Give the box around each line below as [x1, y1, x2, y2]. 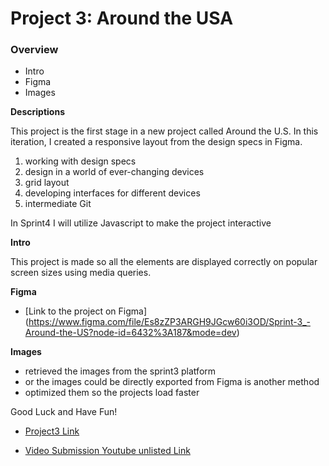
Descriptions [10, 106, 65, 118]
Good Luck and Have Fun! [10, 406, 118, 418]
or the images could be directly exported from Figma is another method [24, 376, 320, 388]
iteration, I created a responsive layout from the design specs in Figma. [10, 136, 303, 148]
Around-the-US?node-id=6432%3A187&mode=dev [24, 327, 237, 339]
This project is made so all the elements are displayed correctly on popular [10, 256, 318, 268]
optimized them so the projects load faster [24, 387, 200, 399]
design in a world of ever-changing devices [24, 166, 205, 178]
